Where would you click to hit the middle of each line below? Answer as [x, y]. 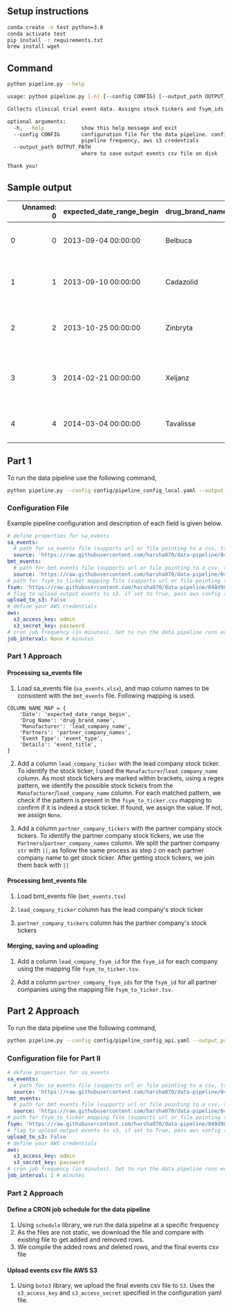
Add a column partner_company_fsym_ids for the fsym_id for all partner [117, 982]
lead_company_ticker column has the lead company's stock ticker [110, 909]
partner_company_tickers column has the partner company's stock [112, 923]
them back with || [43, 865]
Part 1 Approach [35, 656]
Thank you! [23, 166]
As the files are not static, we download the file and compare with [110, 1233]
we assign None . [39, 814]
